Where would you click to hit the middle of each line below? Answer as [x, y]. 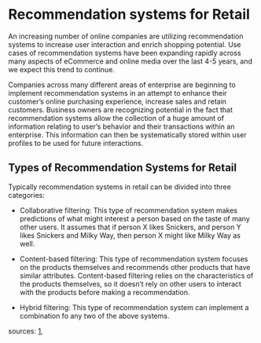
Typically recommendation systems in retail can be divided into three [120, 187]
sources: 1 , [26, 330]
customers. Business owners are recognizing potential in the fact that [121, 109]
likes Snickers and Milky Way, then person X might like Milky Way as [130, 235]
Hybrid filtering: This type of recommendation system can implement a [134, 307]
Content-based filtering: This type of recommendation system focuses [134, 259]
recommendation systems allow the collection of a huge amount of [116, 118]
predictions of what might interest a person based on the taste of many [134, 218]
